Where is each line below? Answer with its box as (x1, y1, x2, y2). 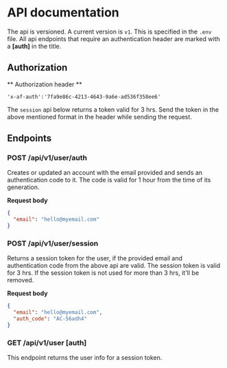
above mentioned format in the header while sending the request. (7, 112, 192, 121)
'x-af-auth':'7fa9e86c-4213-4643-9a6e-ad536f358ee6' (7, 93, 161, 100)
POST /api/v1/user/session (7, 238, 99, 248)
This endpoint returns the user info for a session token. (7, 354, 163, 362)
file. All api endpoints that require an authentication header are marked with (7, 34, 221, 42)
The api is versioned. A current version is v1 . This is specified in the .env (7, 27, 212, 36)
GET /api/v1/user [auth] (7, 338, 87, 347)
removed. (7, 276, 34, 284)
